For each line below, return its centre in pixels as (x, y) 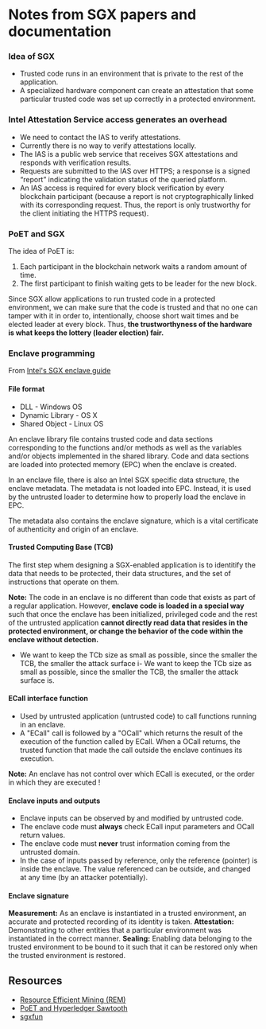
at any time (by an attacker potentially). (84, 878)
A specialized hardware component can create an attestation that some (137, 91)
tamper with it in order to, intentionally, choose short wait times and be (124, 316)
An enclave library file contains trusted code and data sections (110, 438)
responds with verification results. (75, 162)
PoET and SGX (37, 234)
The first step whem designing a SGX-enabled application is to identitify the (132, 565)
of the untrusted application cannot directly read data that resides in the (128, 622)
